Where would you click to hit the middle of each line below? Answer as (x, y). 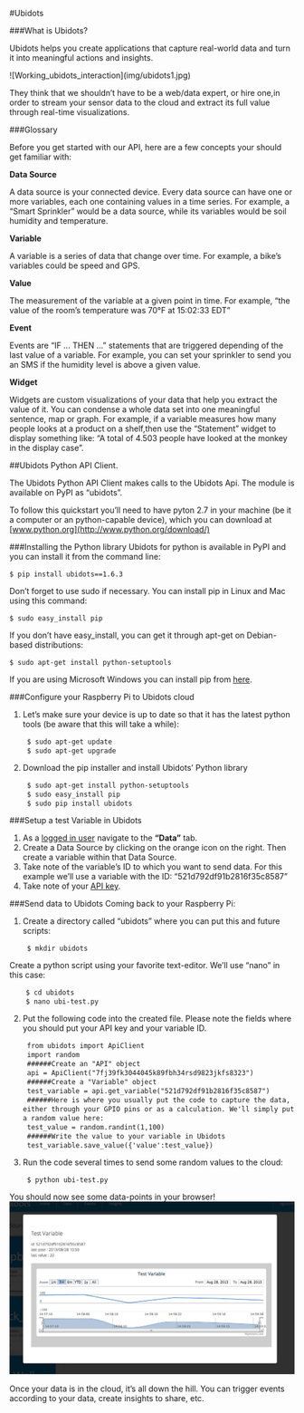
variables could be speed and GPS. (75, 265)
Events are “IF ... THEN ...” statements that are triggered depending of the (146, 345)
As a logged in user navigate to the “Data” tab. (110, 838)
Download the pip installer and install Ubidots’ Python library (135, 768)
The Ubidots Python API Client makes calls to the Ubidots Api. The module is (152, 483)
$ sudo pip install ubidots (80, 803)
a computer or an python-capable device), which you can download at (141, 519)
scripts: (37, 931)
